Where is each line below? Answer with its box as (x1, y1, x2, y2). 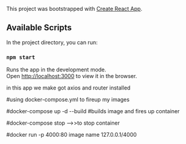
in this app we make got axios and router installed (6, 84, 131, 91)
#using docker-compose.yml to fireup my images (6, 96, 129, 103)
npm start (6, 54, 35, 61)
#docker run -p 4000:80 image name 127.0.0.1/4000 (6, 131, 137, 139)
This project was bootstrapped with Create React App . (6, 5, 143, 12)
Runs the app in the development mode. (6, 66, 106, 73)
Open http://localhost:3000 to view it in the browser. (6, 73, 137, 80)
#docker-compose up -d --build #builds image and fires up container (6, 108, 180, 115)
